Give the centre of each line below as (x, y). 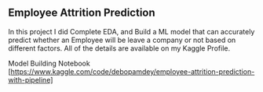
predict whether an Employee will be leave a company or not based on (122, 40)
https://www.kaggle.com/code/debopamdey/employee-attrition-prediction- (133, 71)
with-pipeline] (31, 80)
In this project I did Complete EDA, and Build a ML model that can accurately (131, 31)
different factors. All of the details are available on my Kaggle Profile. (119, 48)
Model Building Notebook (49, 63)
